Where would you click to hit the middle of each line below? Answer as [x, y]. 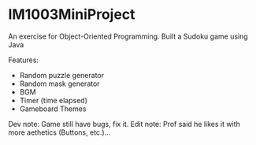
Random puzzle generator [62, 75]
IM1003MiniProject [72, 15]
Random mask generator [59, 84]
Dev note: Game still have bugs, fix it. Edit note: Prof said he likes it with [124, 124]
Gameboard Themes [53, 109]
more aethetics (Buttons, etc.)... [59, 132]
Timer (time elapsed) [54, 100]
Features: [24, 60]
